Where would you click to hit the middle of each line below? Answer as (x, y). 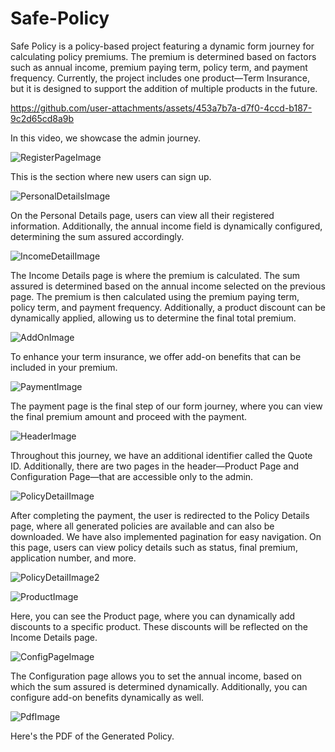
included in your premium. (64, 367)
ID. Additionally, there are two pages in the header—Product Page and (155, 466)
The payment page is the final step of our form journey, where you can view (166, 406)
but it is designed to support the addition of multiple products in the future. (164, 88)
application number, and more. (73, 558)
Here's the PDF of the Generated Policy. (92, 736)
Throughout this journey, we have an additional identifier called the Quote (161, 455)
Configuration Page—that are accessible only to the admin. (132, 476)
